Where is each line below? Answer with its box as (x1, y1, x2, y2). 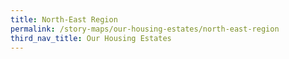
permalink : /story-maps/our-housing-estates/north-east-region (10, 24, 280, 34)
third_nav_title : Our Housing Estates (10, 33, 172, 43)
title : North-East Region (10, 14, 118, 25)
